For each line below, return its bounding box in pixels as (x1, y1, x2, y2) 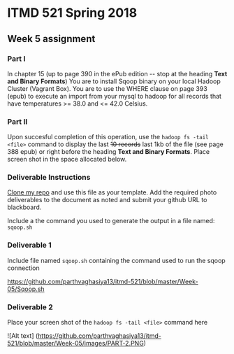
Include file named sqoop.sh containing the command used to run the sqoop (7, 256, 226, 264)
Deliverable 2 (7, 302, 54, 312)
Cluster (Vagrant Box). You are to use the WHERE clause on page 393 (7, 84, 207, 92)
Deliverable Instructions (7, 173, 91, 183)
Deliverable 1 (7, 240, 52, 250)
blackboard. (7, 203, 42, 211)
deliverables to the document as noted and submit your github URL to (7, 196, 207, 204)
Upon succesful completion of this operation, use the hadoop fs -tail (7, 133, 210, 141)
